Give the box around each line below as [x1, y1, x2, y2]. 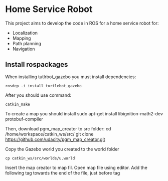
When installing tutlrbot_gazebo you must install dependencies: [5, 74, 136, 80]
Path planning [12, 40, 42, 46]
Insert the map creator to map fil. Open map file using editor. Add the [5, 164, 148, 170]
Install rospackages [5, 60, 68, 69]
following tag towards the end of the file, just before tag [5, 169, 120, 176]
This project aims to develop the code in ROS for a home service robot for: [5, 20, 159, 26]
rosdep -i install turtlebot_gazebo [5, 83, 82, 88]
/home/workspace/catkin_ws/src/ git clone [5, 131, 94, 137]
